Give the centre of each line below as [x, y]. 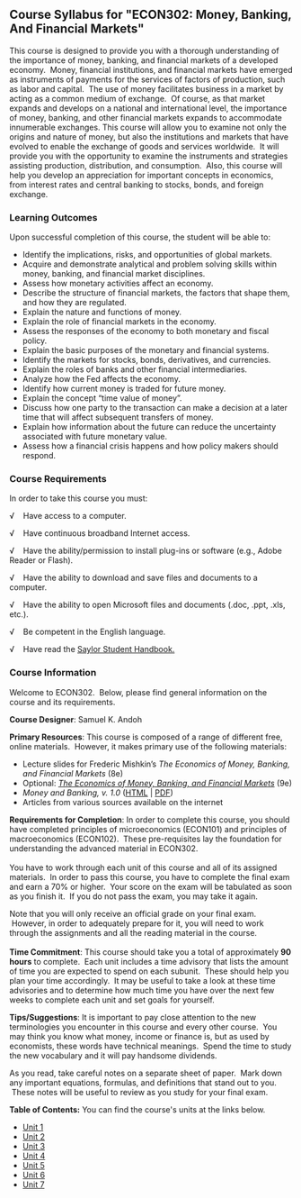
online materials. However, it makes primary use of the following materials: [148, 746]
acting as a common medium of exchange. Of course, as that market [137, 98]
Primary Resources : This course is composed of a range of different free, [146, 737]
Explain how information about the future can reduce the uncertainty [149, 427]
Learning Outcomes [53, 217]
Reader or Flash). [41, 560]
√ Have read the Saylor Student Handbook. [92, 649]
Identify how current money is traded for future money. [124, 389]
